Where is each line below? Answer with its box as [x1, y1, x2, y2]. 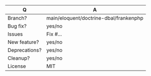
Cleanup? [7, 55, 30, 61]
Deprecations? [7, 47, 42, 53]
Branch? [7, 15, 27, 21]
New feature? [7, 39, 39, 45]
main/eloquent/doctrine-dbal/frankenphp [46, 15, 144, 21]
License [7, 63, 26, 70]
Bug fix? [7, 23, 27, 29]
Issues [7, 31, 23, 38]
